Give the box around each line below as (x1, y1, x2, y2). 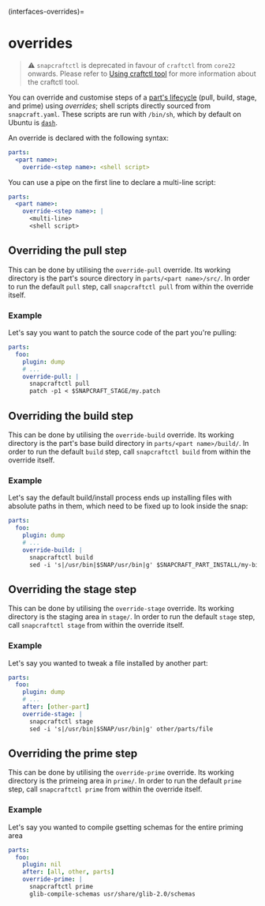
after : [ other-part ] (22, 703, 90, 711)
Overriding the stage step (8, 583, 136, 596)
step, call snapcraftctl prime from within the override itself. (8, 784, 203, 794)
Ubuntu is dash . (8, 118, 58, 127)
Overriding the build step (8, 409, 134, 422)
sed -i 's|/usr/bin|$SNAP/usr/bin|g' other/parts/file (28, 725, 214, 733)
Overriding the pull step (8, 244, 128, 258)
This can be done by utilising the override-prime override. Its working (8, 768, 234, 777)
